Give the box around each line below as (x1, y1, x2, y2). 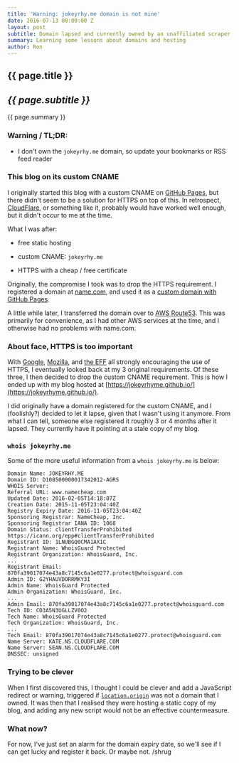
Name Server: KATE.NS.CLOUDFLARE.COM (7, 638, 119, 646)
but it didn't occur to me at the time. (7, 210, 112, 219)
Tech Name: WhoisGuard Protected (7, 613, 107, 621)
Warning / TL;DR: (7, 131, 68, 141)
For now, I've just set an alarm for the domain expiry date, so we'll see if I (7, 740, 221, 748)
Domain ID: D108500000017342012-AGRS (7, 476, 119, 484)
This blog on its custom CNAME (7, 172, 119, 182)
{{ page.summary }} (7, 113, 66, 122)
